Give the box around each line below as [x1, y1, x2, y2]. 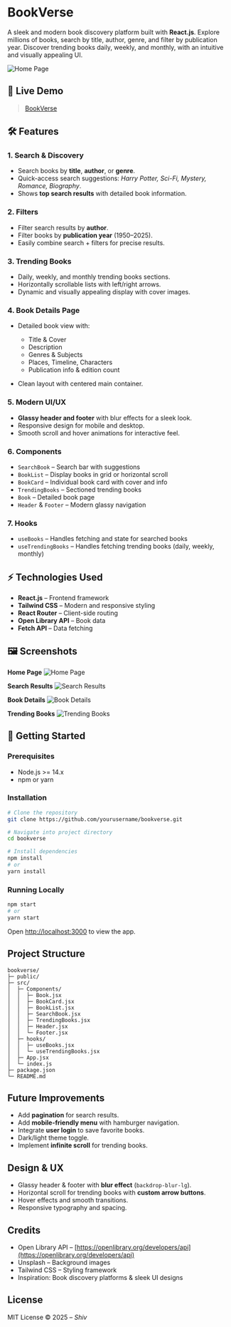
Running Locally [7, 884, 65, 894]
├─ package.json [7, 1066, 55, 1073]
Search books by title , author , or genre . [17, 167, 136, 175]
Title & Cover [28, 336, 67, 344]
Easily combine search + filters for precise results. [17, 238, 165, 247]
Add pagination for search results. [17, 1111, 119, 1120]
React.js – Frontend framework [17, 594, 109, 602]
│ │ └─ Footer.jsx [7, 1029, 69, 1036]
